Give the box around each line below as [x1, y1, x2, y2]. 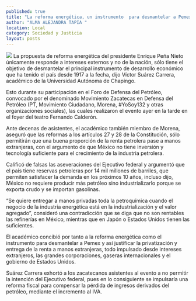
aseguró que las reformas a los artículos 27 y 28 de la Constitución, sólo [6, 131, 180, 138]
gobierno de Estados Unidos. [6, 258, 76, 265]
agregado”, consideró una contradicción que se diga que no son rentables [6, 210, 184, 216]
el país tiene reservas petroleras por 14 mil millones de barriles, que [6, 167, 169, 174]
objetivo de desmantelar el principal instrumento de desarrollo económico [6, 65, 184, 72]
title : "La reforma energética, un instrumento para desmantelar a [6, 14, 176, 20]
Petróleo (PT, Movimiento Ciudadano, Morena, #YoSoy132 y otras [6, 101, 163, 108]
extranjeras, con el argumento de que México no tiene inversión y [6, 144, 164, 150]
